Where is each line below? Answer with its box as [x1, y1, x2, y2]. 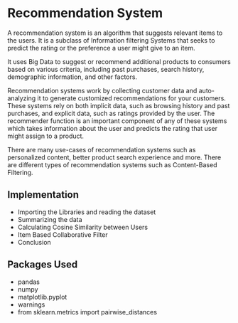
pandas [17, 277, 40, 286]
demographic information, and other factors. [7, 73, 137, 81]
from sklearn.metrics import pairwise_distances [17, 307, 158, 316]
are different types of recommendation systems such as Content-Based [7, 160, 217, 169]
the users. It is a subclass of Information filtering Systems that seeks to [7, 36, 215, 44]
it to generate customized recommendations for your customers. [37, 94, 226, 102]
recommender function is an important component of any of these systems [7, 116, 227, 125]
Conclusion [17, 238, 51, 246]
